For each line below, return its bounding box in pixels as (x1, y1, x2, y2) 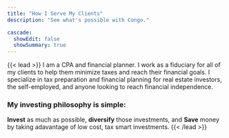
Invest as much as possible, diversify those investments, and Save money (7, 115, 219, 124)
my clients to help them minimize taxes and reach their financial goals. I (7, 68, 210, 77)
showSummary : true (13, 42, 67, 49)
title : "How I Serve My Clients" (7, 10, 103, 17)
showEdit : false (13, 35, 60, 42)
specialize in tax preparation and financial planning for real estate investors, (7, 75, 222, 83)
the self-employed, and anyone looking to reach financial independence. (7, 83, 214, 91)
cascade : (7, 29, 32, 36)
